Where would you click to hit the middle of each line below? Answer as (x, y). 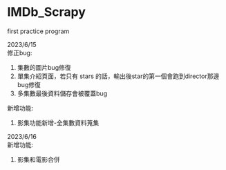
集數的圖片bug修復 (44, 67)
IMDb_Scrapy (47, 12)
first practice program (38, 31)
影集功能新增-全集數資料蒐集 (58, 122)
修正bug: (20, 53)
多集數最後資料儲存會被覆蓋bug (62, 93)
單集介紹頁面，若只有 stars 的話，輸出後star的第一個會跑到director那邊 (118, 76)
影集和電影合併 (38, 159)
